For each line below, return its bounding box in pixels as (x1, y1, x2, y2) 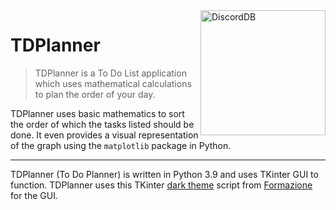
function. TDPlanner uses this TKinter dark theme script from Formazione (10, 179, 313, 191)
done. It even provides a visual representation (10, 129, 199, 141)
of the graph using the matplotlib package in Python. (10, 139, 232, 151)
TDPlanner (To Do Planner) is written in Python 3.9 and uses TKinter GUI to (10, 168, 319, 180)
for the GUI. (10, 189, 58, 201)
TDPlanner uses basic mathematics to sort (10, 107, 185, 119)
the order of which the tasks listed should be (10, 118, 195, 130)
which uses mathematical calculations (34, 77, 192, 89)
